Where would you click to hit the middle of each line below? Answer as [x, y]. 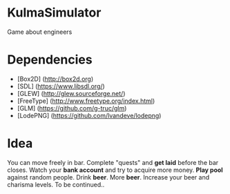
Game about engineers [40, 32]
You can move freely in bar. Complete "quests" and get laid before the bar [113, 162]
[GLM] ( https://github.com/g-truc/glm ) [72, 108]
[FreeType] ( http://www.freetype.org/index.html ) [86, 101]
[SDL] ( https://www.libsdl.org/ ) [61, 86]
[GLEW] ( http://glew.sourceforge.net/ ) [71, 93]
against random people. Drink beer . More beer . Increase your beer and [108, 177]
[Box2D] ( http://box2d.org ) [55, 79]
